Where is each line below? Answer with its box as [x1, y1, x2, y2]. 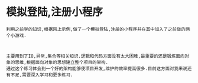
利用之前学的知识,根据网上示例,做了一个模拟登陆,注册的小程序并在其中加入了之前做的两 [6, 26, 190, 32]
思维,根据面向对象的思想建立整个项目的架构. [14, 59, 108, 65]
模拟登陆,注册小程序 [6, 5, 103, 19]
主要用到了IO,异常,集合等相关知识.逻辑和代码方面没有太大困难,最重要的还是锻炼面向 [6, 54, 185, 59]
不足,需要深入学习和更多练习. [10, 72, 73, 78]
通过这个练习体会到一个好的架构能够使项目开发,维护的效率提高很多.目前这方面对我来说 [6, 66, 187, 72]
